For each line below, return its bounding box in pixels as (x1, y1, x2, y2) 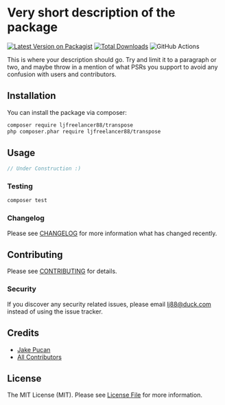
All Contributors (16, 353, 62, 361)
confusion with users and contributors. (7, 70, 117, 78)
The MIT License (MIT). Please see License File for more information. (7, 391, 202, 399)
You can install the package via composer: (7, 108, 127, 116)
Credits (7, 327, 40, 339)
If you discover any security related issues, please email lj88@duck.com (7, 300, 211, 308)
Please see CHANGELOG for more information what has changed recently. (7, 229, 217, 237)
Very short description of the (7, 5, 176, 21)
